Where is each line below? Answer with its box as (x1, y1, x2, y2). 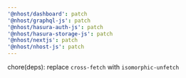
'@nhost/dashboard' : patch (7, 10, 88, 18)
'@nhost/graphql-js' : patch (7, 17, 91, 24)
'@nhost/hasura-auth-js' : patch (7, 23, 103, 30)
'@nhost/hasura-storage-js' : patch (7, 30, 113, 38)
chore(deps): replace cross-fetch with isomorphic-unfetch (7, 63, 180, 71)
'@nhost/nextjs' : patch (7, 37, 78, 44)
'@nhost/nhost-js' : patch (7, 43, 84, 50)
